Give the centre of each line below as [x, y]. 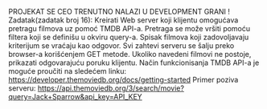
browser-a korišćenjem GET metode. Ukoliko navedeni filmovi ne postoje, [130, 54]
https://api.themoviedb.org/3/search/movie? [111, 88]
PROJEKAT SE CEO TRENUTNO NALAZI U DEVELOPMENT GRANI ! [119, 12]
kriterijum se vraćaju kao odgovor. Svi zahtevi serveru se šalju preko [121, 46]
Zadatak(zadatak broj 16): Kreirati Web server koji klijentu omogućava [123, 20]
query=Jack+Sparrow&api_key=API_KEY [75, 97]
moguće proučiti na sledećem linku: [68, 71]
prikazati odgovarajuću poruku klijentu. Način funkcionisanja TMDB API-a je [134, 63]
